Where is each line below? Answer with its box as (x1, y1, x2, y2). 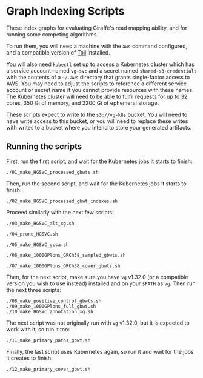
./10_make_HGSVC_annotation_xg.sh (6, 308, 94, 314)
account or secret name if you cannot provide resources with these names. (6, 86, 194, 93)
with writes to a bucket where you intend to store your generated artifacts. (6, 124, 192, 131)
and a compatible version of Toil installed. (6, 48, 110, 56)
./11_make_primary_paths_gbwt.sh (6, 337, 91, 343)
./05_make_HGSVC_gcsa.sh (6, 241, 69, 248)
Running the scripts (6, 141, 82, 152)
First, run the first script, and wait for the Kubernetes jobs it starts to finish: (6, 157, 193, 165)
